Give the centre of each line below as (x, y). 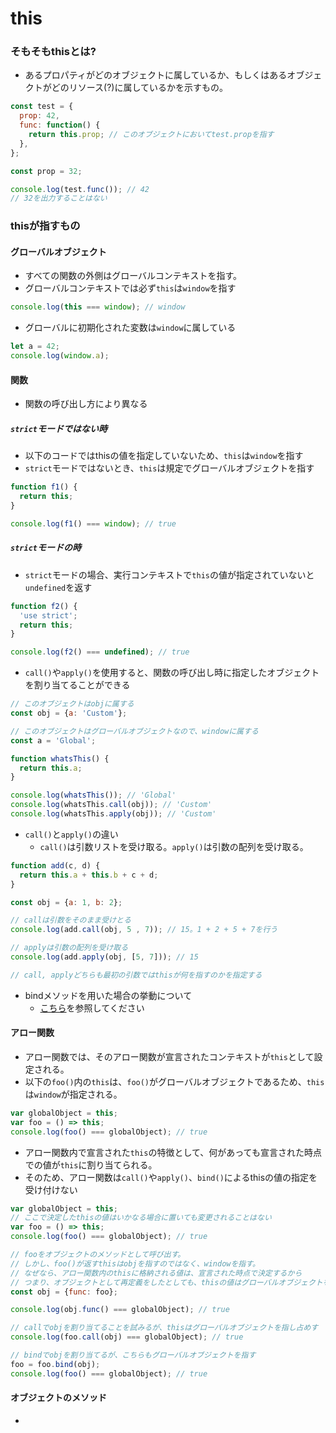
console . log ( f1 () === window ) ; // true (93, 523)
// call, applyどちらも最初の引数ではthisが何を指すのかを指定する (136, 975)
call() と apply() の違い (71, 834)
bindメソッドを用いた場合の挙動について (108, 995)
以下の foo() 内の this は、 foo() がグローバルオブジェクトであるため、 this (174, 1081)
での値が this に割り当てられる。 (91, 1164)
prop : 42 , (39, 116)
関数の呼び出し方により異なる (86, 404)
